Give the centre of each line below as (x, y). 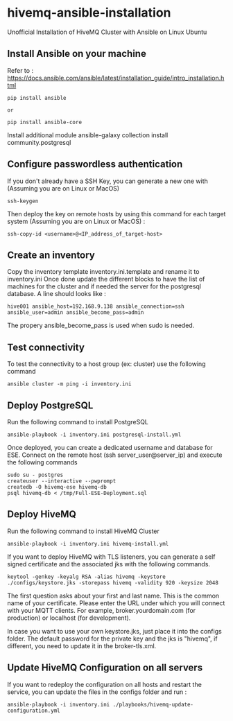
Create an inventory (51, 255)
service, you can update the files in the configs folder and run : (97, 692)
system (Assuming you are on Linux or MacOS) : (76, 221)
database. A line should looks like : (57, 294)
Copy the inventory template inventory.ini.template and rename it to (103, 272)
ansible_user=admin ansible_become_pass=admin (76, 313)
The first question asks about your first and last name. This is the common (113, 596)
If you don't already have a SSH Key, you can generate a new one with (107, 181)
